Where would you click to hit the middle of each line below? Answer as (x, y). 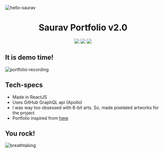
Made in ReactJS (30, 97)
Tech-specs (24, 85)
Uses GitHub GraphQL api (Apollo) (47, 102)
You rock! (20, 133)
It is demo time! (29, 58)
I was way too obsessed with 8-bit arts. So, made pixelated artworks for (85, 107)
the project (23, 113)
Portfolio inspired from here (40, 118)
